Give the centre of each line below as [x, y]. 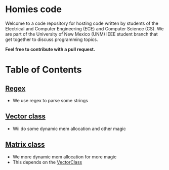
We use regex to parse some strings [50, 100]
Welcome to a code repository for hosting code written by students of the [82, 23]
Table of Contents [44, 70]
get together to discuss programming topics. [52, 39]
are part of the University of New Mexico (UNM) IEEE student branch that [81, 34]
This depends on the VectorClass [47, 162]
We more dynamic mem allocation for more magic [65, 157]
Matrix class [25, 144]
